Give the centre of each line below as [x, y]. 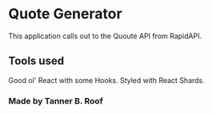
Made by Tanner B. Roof [56, 100]
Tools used [36, 61]
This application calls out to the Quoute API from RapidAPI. [105, 36]
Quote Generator [65, 14]
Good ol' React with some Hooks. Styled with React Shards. [107, 80]
